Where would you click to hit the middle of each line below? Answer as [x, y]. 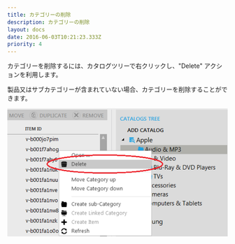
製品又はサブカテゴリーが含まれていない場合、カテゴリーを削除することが [114, 89]
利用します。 [44, 75]
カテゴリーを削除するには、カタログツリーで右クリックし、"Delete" [105, 66]
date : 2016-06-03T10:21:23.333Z [54, 37]
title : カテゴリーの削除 [39, 15]
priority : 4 [24, 44]
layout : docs [26, 29]
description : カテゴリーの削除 [49, 22]
